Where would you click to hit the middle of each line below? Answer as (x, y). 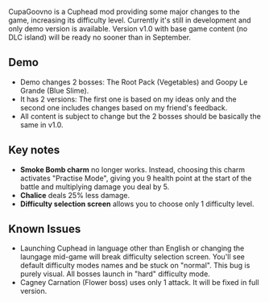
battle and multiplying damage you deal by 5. (95, 186)
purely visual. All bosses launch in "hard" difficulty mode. (115, 274)
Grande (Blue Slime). (54, 90)
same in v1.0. (41, 125)
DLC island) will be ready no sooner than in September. (100, 37)
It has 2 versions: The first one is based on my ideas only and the (128, 99)
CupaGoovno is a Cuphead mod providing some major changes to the (124, 12)
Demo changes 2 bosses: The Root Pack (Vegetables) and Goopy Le (134, 82)
